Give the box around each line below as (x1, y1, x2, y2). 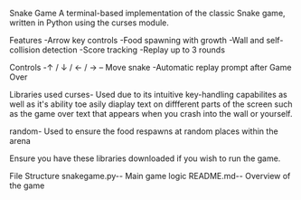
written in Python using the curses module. (9, 17, 170, 28)
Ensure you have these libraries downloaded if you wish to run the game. (9, 153, 281, 164)
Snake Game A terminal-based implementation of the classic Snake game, (9, 8, 287, 18)
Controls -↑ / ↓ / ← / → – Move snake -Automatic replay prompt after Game (9, 62, 292, 72)
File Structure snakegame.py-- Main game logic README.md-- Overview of (9, 171, 291, 181)
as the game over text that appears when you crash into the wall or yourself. (9, 109, 293, 119)
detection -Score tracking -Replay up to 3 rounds (42, 44, 226, 55)
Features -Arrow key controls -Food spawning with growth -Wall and (9, 35, 265, 45)
